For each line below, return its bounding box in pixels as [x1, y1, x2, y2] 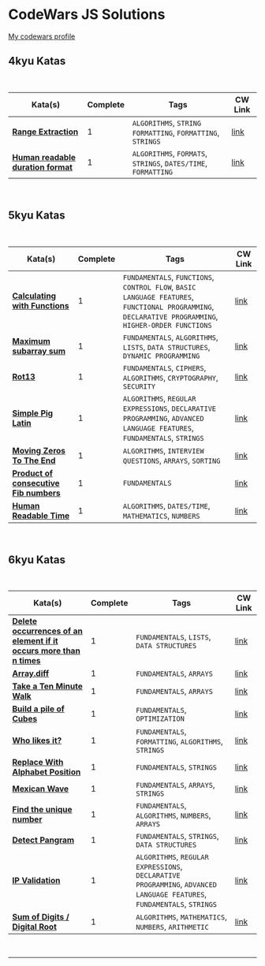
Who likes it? [12, 735, 62, 746]
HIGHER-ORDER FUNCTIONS [122, 321, 212, 330]
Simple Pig [12, 408, 54, 419]
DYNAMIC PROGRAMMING [122, 351, 200, 360]
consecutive [12, 477, 61, 488]
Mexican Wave [12, 783, 69, 794]
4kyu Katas [8, 54, 66, 68]
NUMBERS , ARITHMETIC [135, 921, 209, 932]
